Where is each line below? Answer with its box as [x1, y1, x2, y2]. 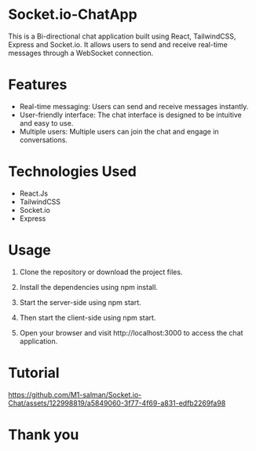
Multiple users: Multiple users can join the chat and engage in [19, 126, 219, 136]
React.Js [19, 189, 49, 198]
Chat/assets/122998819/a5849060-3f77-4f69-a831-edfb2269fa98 [8, 398, 226, 408]
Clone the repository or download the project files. [19, 267, 183, 277]
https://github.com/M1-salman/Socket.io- [8, 390, 142, 399]
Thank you [8, 426, 79, 443]
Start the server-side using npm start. [19, 297, 141, 307]
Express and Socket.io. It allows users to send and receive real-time [8, 39, 228, 49]
